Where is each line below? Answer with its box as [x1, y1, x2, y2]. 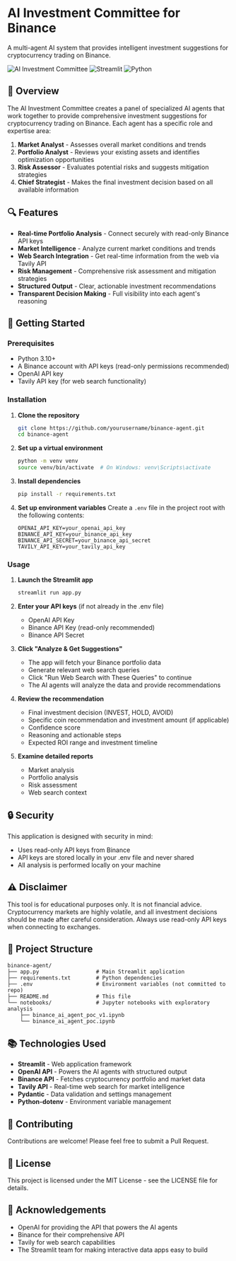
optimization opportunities [17, 155, 95, 163]
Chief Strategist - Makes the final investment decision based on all [17, 178, 213, 186]
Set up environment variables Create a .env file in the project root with [17, 503, 225, 512]
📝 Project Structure [7, 943, 93, 955]
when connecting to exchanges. [7, 922, 101, 931]
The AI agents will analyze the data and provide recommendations [28, 681, 221, 689]
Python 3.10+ [17, 355, 57, 363]
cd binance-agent [17, 431, 69, 438]
